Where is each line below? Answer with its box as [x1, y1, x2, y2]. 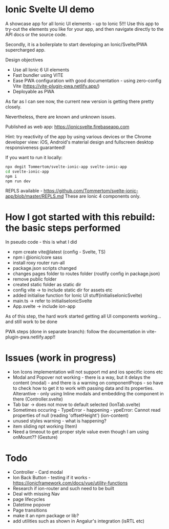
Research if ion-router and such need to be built [12, 485, 114, 492]
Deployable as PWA [12, 88, 55, 94]
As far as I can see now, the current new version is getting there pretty [5, 98, 154, 104]
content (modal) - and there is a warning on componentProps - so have [12, 380, 164, 386]
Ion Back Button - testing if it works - [12, 475, 91, 481]
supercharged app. [5, 47, 46, 53]
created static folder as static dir [12, 282, 81, 288]
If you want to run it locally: [5, 154, 63, 160]
